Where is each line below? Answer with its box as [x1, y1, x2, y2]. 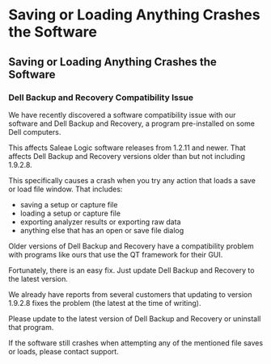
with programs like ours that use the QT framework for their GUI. [8, 249, 223, 259]
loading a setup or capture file [19, 208, 121, 218]
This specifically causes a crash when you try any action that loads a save [8, 175, 256, 185]
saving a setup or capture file [19, 199, 118, 209]
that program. [8, 322, 54, 332]
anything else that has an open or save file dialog [19, 225, 184, 235]
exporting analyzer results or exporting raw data [19, 216, 181, 227]
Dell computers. [8, 127, 61, 136]
